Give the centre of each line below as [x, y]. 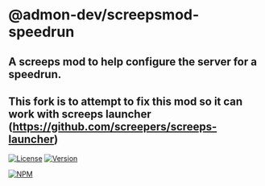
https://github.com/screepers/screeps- [115, 126]
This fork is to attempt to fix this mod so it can [126, 101]
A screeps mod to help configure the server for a [133, 62]
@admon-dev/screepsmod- [104, 15]
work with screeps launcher [80, 114]
